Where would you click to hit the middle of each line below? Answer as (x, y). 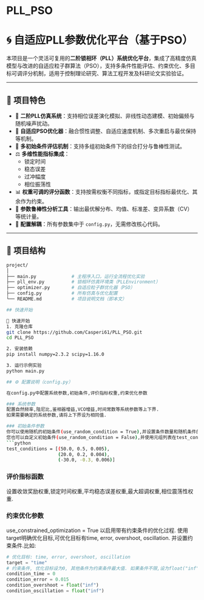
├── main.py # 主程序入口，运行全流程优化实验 (76, 276)
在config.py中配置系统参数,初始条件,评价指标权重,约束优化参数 (77, 393)
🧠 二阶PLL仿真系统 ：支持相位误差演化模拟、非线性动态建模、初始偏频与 (105, 115)
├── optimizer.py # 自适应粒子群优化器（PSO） (71, 288)
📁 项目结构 (26, 251)
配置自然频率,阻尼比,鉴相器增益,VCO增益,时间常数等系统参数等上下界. (83, 410)
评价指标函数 (25, 477)
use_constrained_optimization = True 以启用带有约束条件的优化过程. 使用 (97, 530)
